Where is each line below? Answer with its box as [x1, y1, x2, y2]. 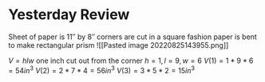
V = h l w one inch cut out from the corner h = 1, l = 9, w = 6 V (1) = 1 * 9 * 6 [8, 56, 254, 65]
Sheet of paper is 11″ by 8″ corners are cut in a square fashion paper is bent [8, 32, 257, 41]
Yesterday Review [8, 6, 130, 24]
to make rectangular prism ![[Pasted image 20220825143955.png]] [8, 40, 229, 49]
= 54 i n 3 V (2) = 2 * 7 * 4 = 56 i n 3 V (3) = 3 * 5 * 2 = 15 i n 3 [8, 64, 196, 75]
